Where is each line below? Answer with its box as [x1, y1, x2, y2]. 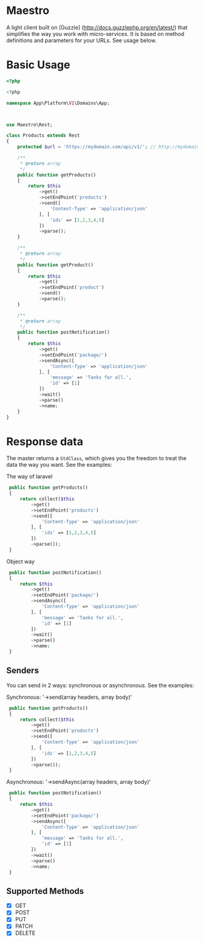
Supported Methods [6, 885, 84, 896]
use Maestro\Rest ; [6, 122, 53, 128]
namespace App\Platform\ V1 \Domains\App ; [6, 100, 110, 106]
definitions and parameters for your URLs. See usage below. [6, 36, 157, 44]
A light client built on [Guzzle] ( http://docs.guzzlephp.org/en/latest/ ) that [6, 24, 188, 31]
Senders [6, 665, 39, 676]
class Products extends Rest [6, 132, 80, 139]
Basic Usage [6, 58, 70, 72]
